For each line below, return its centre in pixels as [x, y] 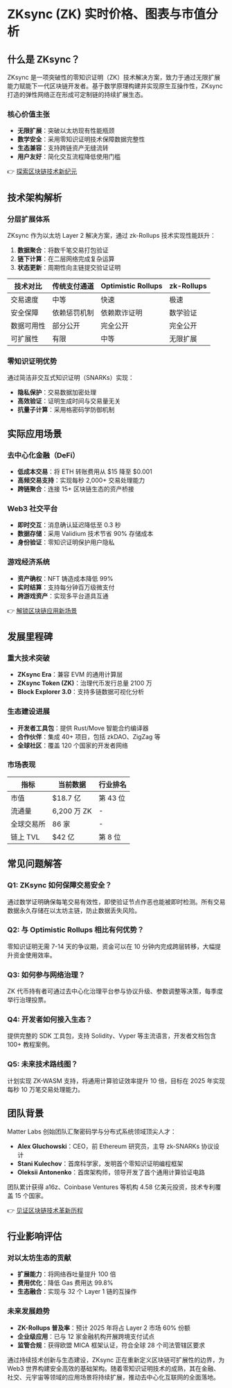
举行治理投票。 [28, 1000]
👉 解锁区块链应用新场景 [42, 610]
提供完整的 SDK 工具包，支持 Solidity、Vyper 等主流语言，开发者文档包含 [112, 1036]
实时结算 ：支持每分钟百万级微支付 [66, 587]
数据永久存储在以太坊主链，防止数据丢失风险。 [74, 910]
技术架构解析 [35, 197]
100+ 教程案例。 [30, 1045]
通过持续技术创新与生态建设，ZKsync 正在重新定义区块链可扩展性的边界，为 [116, 1360]
